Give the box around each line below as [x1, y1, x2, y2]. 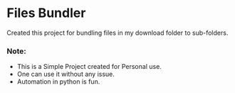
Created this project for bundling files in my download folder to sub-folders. [6, 28, 229, 37]
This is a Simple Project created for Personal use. [16, 62, 162, 71]
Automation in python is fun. [16, 77, 100, 86]
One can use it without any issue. [16, 70, 115, 79]
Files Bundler [6, 5, 86, 21]
